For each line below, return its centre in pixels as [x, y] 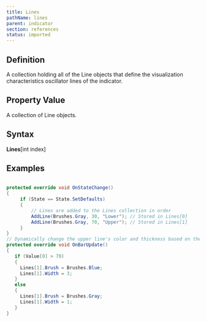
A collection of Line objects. [42, 115]
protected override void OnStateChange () [60, 188]
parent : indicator [30, 23]
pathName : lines [27, 18]
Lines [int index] [26, 149]
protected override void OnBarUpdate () [57, 245]
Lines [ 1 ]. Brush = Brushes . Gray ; [61, 296]
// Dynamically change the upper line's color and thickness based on [98, 239]
